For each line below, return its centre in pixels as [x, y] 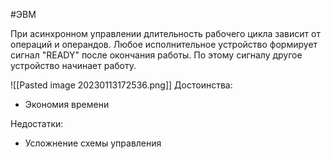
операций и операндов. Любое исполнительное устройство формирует [164, 44]
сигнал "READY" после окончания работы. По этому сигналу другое [156, 55]
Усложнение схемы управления [93, 143]
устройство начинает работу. [73, 65]
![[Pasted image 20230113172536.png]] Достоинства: [121, 85]
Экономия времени [67, 104]
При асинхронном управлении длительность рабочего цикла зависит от [165, 33]
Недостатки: [37, 123]
